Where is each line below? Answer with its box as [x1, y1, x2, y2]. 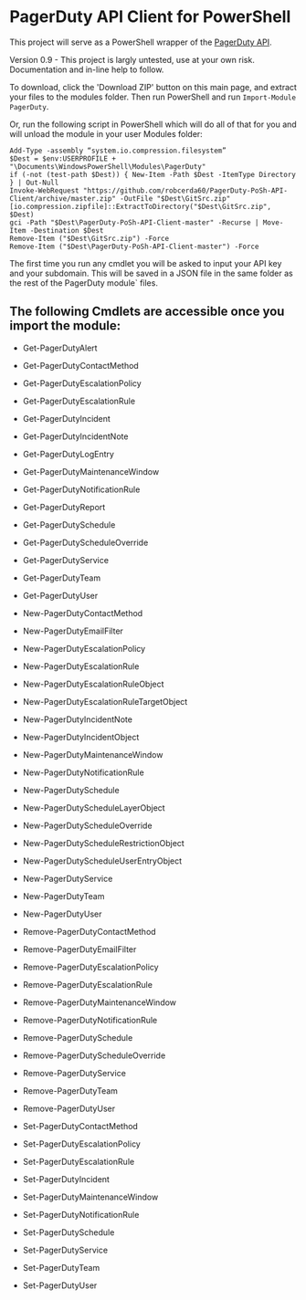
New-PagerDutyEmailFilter [22, 625, 123, 636]
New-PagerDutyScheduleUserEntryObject [22, 855, 183, 866]
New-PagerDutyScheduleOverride [22, 820, 153, 831]
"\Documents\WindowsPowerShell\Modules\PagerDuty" [9, 162, 206, 171]
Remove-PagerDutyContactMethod [22, 926, 157, 937]
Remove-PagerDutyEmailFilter [22, 943, 137, 955]
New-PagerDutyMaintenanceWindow [22, 749, 164, 760]
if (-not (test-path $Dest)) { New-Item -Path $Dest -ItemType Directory [9, 170, 297, 179]
